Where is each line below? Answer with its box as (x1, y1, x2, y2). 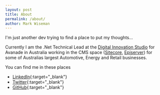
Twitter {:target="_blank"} (12, 79, 65, 85)
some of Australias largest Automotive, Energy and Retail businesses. (5, 55, 148, 61)
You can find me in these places (5, 64, 71, 70)
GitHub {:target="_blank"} (12, 85, 65, 91)
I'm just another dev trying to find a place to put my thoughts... (5, 35, 133, 41)
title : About (5, 12, 32, 17)
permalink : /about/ (5, 16, 46, 21)
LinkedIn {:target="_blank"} (12, 74, 68, 80)
